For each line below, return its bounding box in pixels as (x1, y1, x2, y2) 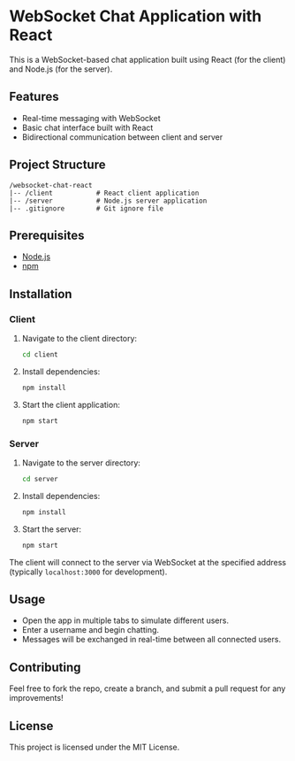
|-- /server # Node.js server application (9, 196, 208, 205)
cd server (21, 474, 59, 483)
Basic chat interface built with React (21, 122, 154, 133)
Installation (9, 286, 72, 302)
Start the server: (21, 524, 82, 534)
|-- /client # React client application (9, 188, 200, 197)
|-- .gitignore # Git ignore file (9, 204, 164, 213)
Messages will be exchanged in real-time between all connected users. (21, 634, 281, 645)
